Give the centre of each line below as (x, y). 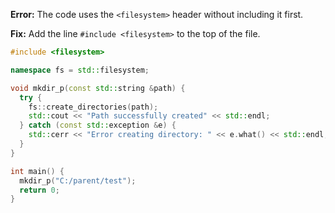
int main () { (37, 171)
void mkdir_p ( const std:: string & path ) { (98, 88)
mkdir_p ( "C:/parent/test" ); (78, 180)
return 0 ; (39, 190)
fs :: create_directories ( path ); (93, 107)
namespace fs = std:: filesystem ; (80, 70)
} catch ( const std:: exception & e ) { (98, 125)
